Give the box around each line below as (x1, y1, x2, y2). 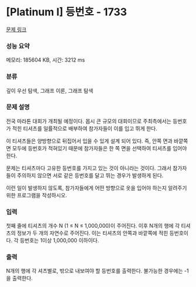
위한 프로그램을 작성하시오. (6, 191, 67, 198)
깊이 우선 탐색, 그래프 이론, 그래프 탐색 (6, 87, 94, 94)
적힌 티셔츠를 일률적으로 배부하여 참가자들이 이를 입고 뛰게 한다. (12, 124, 157, 132)
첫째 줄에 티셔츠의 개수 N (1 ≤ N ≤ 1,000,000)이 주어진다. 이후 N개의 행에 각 (6, 222, 180, 229)
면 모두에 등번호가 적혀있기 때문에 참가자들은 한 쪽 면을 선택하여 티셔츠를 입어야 (6, 144, 187, 151)
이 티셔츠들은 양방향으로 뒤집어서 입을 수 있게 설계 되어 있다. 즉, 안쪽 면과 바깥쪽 (6, 137, 188, 144)
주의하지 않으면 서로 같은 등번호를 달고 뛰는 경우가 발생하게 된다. (16, 171, 164, 179)
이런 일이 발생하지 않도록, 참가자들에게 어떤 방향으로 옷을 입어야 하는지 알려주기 (6, 184, 187, 191)
